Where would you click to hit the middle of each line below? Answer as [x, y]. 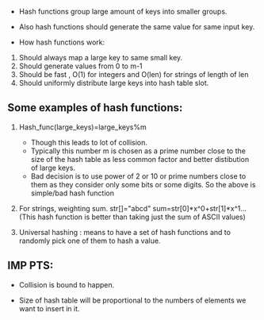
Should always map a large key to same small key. [101, 58]
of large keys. [53, 168]
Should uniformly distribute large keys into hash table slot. [114, 83]
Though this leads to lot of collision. [89, 142]
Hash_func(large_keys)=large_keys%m [83, 127]
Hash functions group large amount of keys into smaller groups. [123, 12]
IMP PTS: [31, 266]
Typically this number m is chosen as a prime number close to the [138, 151]
